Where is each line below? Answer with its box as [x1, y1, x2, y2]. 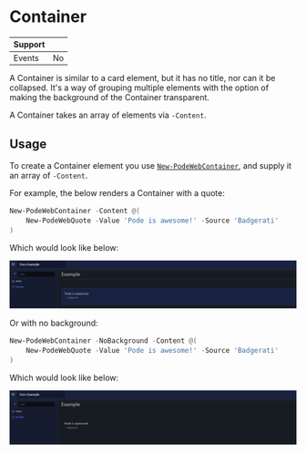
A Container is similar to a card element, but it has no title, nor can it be [9, 73, 276, 84]
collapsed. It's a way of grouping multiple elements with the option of [9, 82, 270, 93]
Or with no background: [9, 317, 98, 329]
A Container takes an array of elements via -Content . [9, 109, 207, 120]
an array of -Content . [9, 170, 88, 181]
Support [13, 39, 46, 50]
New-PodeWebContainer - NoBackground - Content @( [9, 336, 198, 346]
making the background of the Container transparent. [9, 92, 209, 103]
